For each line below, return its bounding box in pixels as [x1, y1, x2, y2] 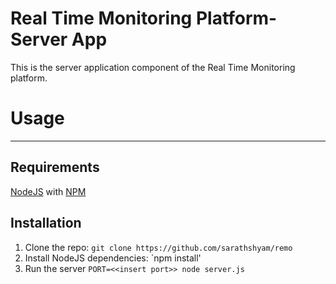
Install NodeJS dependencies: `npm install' [24, 252, 202, 264]
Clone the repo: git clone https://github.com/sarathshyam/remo [24, 241, 293, 253]
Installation [10, 215, 82, 232]
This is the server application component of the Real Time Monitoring [10, 61, 296, 73]
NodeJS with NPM [10, 185, 87, 197]
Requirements [10, 159, 100, 176]
